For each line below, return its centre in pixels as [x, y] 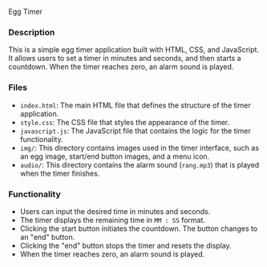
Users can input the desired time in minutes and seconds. [115, 211]
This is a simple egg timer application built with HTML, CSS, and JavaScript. [133, 50]
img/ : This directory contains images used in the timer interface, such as [139, 148]
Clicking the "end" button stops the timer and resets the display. [125, 245]
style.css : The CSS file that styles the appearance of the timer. [125, 122]
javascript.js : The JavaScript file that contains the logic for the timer [135, 131]
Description [32, 32]
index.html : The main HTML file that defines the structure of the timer [135, 105]
